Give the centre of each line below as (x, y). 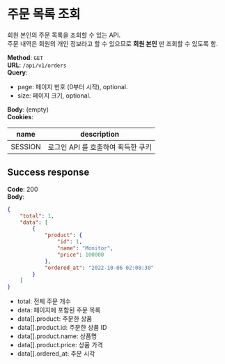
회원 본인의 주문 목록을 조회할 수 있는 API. (64, 35)
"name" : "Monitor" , (85, 248)
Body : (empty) (28, 109)
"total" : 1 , (37, 216)
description (100, 134)
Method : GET (25, 57)
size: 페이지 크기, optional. (54, 96)
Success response (48, 173)
